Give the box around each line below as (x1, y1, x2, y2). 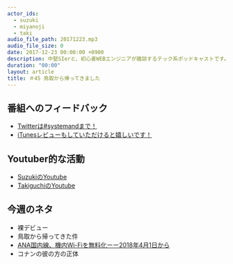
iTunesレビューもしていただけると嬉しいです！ (17, 131, 152, 139)
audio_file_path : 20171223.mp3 (7, 36, 98, 43)
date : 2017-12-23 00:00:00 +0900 (7, 49, 104, 56)
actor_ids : (7, 10, 39, 17)
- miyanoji (13, 23, 45, 30)
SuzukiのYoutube (17, 173, 67, 181)
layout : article (7, 68, 54, 75)
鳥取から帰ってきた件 (17, 232, 79, 240)
